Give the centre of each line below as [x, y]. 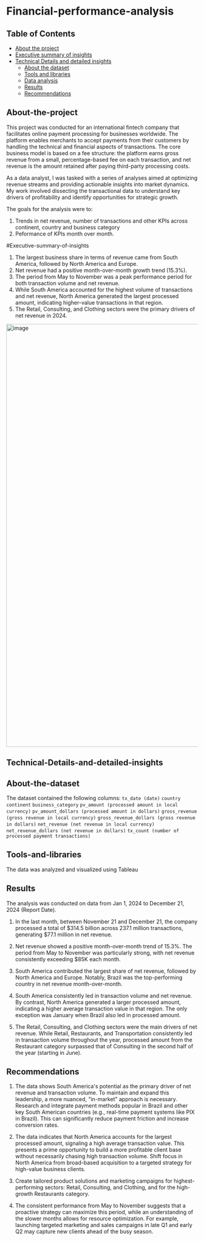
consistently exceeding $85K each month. [68, 959]
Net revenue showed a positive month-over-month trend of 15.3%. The [104, 946]
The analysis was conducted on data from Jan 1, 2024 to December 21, [95, 903]
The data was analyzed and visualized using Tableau [72, 869]
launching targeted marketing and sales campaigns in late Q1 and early [104, 1225]
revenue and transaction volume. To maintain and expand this [92, 1093]
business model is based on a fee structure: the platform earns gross [93, 153]
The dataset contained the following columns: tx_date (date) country [93, 798]
